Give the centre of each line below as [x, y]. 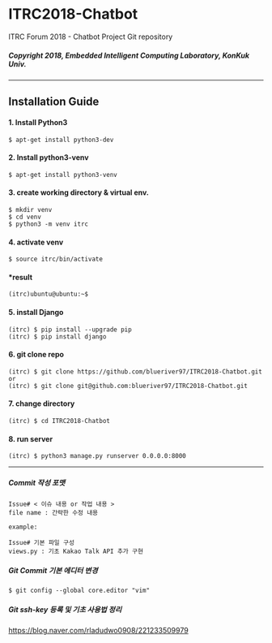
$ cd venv [25, 217]
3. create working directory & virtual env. [79, 192]
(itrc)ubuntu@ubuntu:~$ [49, 294]
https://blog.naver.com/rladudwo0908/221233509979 [98, 631]
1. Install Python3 [38, 122]
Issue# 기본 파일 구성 [42, 543]
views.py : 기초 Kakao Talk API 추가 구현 [76, 552]
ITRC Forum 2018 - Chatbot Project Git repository [91, 37]
